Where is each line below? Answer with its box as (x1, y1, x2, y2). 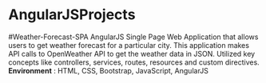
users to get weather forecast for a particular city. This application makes (8, 40, 250, 49)
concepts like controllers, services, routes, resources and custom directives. (8, 57, 260, 67)
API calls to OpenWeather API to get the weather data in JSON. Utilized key (8, 49, 256, 58)
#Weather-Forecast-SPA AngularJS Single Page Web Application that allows (8, 32, 259, 41)
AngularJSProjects (8, 6, 136, 24)
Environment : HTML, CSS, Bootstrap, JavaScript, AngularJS (8, 65, 209, 75)
